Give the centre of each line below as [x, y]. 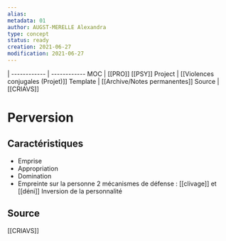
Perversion [41, 118]
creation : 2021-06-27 [39, 47]
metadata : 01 [27, 21]
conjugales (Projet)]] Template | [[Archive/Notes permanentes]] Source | [113, 81]
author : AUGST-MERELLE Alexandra [57, 27]
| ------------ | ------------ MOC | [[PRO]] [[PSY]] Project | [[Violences [111, 74]
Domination [34, 176]
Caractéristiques [45, 144]
